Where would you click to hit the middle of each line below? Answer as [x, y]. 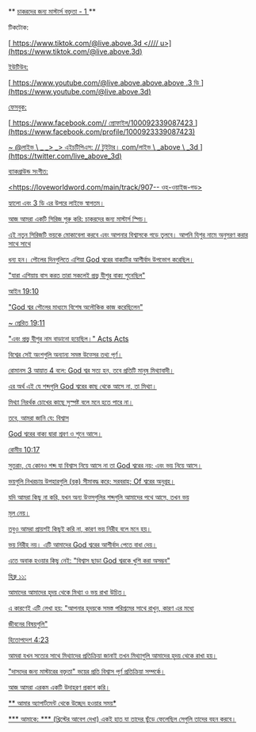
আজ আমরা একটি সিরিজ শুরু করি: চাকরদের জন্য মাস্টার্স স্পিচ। [78, 219]
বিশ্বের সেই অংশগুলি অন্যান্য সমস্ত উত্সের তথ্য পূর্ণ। [65, 355]
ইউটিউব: [19, 67]
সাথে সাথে [20, 244]
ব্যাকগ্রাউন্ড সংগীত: [29, 171]
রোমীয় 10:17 [24, 450]
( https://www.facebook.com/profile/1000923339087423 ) [102, 132]
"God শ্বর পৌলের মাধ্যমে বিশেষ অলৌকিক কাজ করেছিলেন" [76, 307]
